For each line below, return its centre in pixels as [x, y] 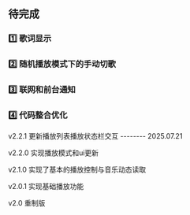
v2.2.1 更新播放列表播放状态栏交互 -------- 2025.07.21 [95, 136]
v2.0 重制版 [27, 203]
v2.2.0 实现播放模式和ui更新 [54, 153]
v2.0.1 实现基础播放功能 [46, 187]
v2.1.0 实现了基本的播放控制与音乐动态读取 [77, 170]
